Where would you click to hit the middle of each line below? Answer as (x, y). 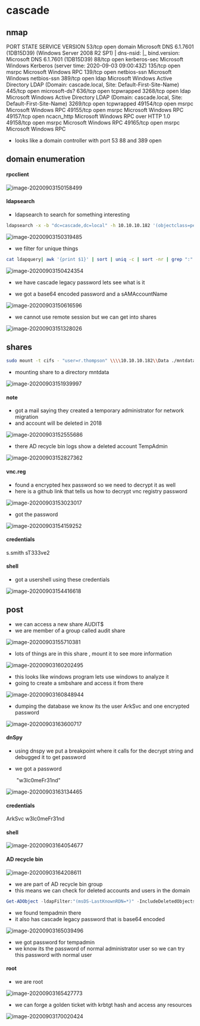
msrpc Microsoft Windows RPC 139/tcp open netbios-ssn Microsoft (89, 72)
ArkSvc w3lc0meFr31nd (35, 819)
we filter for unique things (46, 248)
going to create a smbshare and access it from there (79, 683)
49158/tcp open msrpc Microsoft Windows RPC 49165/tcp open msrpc (93, 122)
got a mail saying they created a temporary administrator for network (99, 411)
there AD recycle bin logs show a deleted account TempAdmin (91, 446)
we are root (29, 981)
